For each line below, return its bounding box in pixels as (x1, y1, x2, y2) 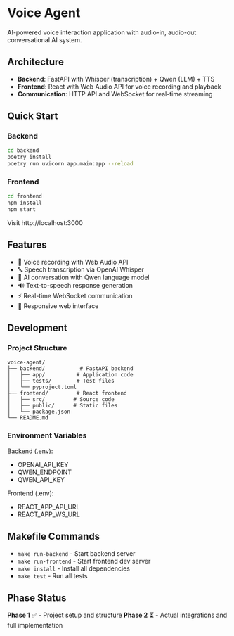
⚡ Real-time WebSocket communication (17, 291, 133, 300)
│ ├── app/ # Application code (7, 371, 134, 379)
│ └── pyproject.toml (7, 383, 77, 391)
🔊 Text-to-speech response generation (17, 281, 134, 289)
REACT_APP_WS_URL (17, 510, 81, 519)
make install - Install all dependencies (17, 564, 130, 573)
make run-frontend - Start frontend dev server (17, 556, 151, 565)
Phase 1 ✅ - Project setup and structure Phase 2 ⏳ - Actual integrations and (7, 611, 228, 620)
